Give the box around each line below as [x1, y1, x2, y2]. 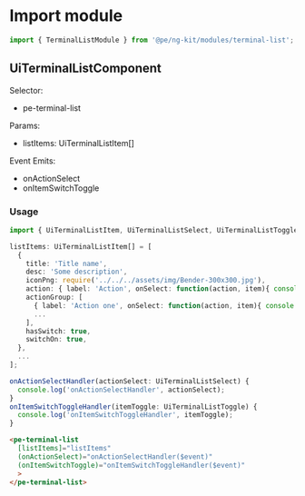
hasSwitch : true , [25, 326, 92, 336]
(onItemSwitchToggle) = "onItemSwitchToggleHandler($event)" [17, 461, 246, 470]
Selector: [9, 84, 44, 95]
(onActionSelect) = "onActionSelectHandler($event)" [17, 451, 213, 461]
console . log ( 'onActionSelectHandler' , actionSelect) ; [17, 385, 225, 394]
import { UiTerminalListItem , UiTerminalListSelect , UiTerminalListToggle [9, 225, 299, 234]
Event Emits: [9, 155, 56, 166]
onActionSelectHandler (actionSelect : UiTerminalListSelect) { [9, 376, 250, 386]
